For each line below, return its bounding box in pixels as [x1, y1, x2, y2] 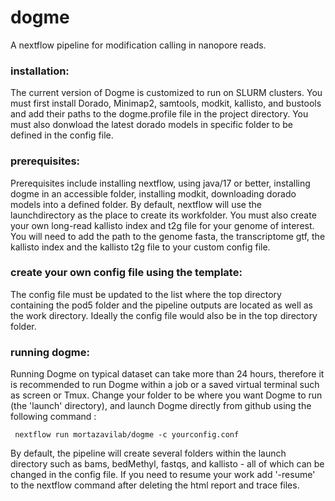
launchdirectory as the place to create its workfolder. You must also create [10, 209, 317, 221]
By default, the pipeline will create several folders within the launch [10, 447, 287, 460]
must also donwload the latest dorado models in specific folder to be [10, 119, 293, 131]
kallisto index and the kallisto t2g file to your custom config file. [10, 241, 271, 253]
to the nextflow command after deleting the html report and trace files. [10, 479, 300, 491]
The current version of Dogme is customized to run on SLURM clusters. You [10, 87, 323, 99]
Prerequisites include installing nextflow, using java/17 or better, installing [10, 177, 311, 189]
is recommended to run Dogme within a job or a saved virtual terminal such [10, 379, 320, 391]
